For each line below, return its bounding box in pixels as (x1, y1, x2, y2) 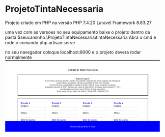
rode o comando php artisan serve (5, 39, 75, 45)
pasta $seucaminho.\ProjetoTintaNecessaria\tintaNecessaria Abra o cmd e (5, 34, 156, 40)
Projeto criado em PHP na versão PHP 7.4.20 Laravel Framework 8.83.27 (5, 20, 152, 26)
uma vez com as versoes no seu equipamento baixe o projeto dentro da (5, 29, 150, 35)
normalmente (5, 54, 32, 60)
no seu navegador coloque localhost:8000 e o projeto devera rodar (5, 49, 141, 55)
